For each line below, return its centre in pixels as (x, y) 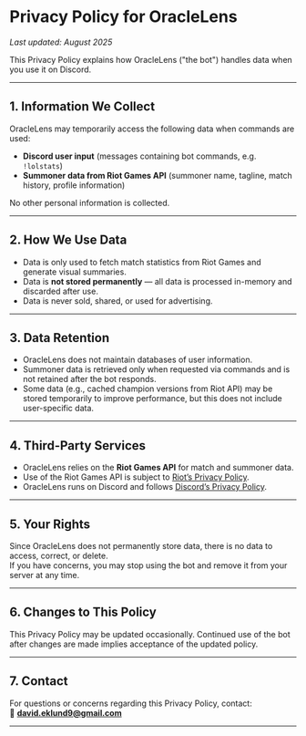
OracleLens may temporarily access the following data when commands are (152, 129)
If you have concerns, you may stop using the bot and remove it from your (148, 565)
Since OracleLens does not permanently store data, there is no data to (141, 546)
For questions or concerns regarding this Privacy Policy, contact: (131, 703)
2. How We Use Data (68, 240)
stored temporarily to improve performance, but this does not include (152, 399)
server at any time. (45, 575)
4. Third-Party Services (78, 446)
